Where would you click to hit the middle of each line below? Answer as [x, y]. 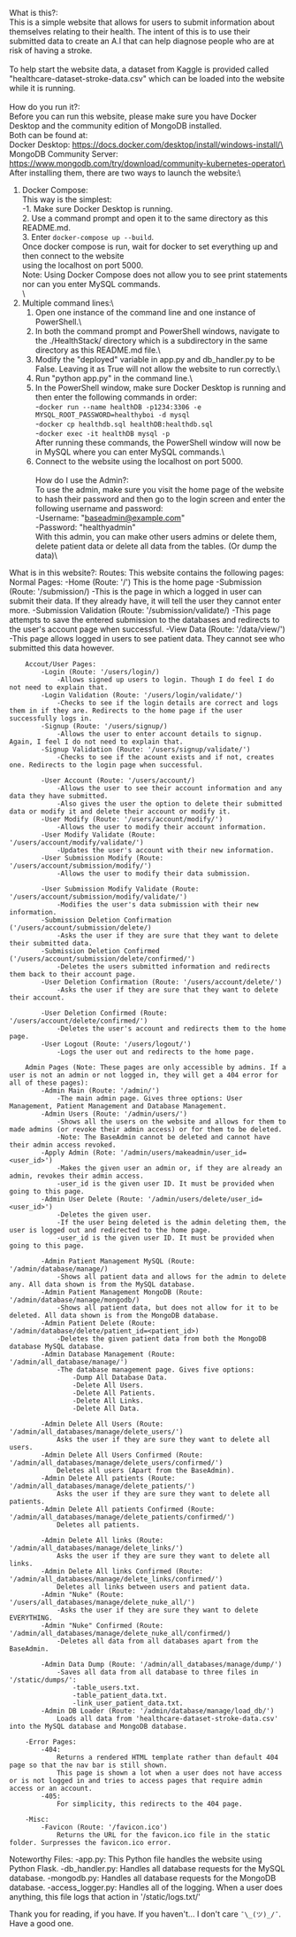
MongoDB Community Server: [64, 154]
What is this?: [34, 13]
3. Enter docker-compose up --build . [88, 237]
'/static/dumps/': [43, 1680]
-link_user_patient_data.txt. [128, 1703]
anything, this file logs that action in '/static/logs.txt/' [105, 1897]
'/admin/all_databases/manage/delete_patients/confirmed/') [122, 1517]
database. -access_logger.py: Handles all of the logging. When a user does [146, 1887]
